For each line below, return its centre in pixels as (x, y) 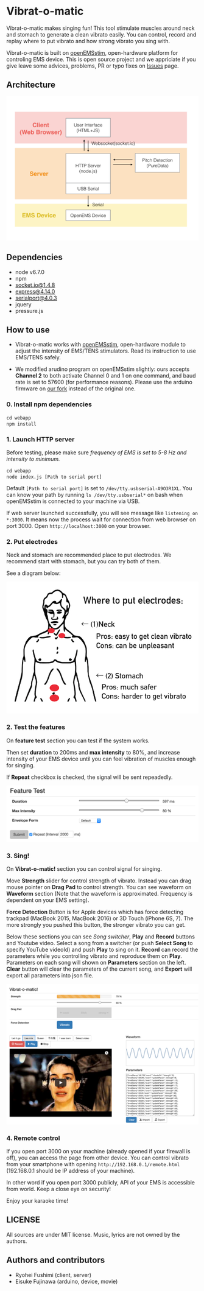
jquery (23, 304)
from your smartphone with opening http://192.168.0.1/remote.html (93, 1164)
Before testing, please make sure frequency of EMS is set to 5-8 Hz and (97, 452)
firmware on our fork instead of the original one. (75, 389)
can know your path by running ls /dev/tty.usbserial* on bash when (95, 494)
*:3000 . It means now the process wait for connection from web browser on (101, 519)
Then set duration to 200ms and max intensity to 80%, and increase (93, 752)
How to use (28, 330)
